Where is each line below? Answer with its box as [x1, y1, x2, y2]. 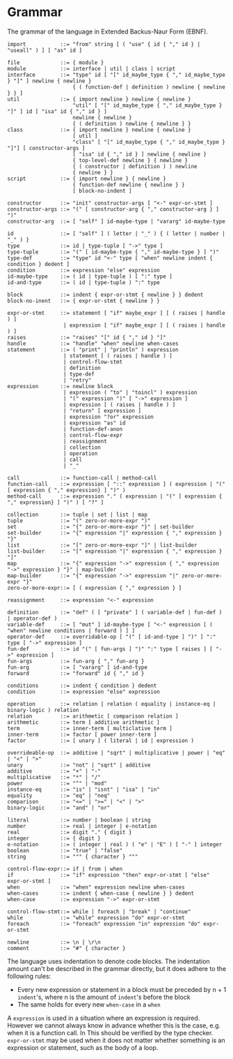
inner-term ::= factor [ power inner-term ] [7, 731, 157, 738]
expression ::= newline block [7, 383, 113, 390]
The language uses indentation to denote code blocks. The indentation [7, 957, 210, 965]
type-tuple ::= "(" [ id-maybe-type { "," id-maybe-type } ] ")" [7, 249, 219, 256]
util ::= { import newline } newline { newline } [7, 96, 191, 103]
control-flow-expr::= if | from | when [7, 865, 123, 873]
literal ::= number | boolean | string [7, 816, 151, 824]
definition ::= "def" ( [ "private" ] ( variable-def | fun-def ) [7, 609, 223, 616]
